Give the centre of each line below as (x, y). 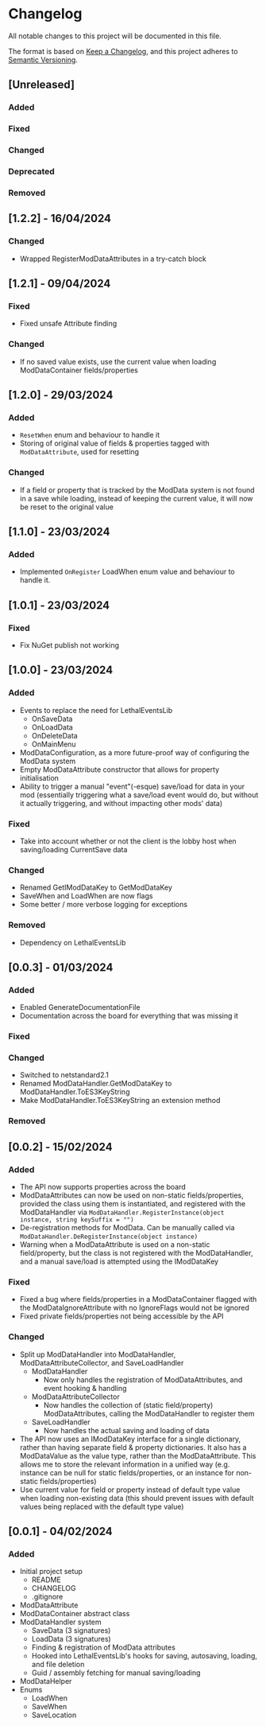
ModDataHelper (46, 1681)
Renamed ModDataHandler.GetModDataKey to (96, 1084)
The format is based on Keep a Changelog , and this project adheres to (123, 51)
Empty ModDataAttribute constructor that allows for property (120, 769)
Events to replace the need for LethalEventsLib (96, 710)
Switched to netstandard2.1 (64, 1075)
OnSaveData (52, 719)
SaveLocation (54, 1715)
